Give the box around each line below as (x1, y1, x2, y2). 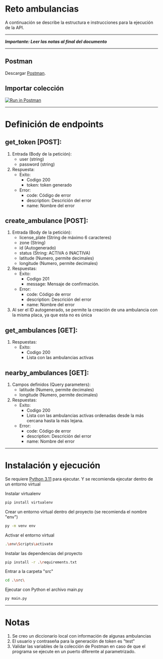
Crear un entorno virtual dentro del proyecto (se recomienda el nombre (5, 509, 147, 515)
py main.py (5, 596, 27, 601)
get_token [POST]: (5, 138, 62, 146)
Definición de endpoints (5, 119, 104, 130)
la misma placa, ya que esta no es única (12, 312, 92, 318)
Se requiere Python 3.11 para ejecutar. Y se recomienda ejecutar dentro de (5, 476, 153, 482)
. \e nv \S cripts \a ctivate (5, 541, 53, 546)
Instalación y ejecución (5, 460, 100, 471)
